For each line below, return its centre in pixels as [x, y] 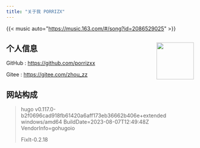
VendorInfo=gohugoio [48, 128]
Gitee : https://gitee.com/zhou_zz [47, 75]
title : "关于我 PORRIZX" [36, 12]
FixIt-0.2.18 [35, 140]
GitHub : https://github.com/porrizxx [51, 63]
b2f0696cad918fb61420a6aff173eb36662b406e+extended [93, 115]
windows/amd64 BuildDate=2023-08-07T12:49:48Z [85, 122]
